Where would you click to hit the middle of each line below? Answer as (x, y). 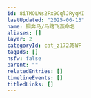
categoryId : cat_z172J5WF (44, 46)
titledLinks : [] (30, 84)
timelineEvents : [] (35, 78)
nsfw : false (24, 59)
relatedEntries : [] (35, 71)
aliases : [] (24, 33)
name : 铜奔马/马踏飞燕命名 (41, 26)
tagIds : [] (23, 52)
